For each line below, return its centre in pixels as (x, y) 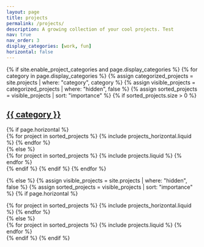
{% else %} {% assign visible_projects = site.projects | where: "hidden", (97, 180)
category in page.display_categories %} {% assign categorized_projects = (100, 76)
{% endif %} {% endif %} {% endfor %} (56, 169)
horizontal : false (30, 52)
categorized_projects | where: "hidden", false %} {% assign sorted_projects (102, 89)
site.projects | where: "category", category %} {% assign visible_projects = (101, 82)
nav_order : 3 (23, 40)
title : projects (27, 18)
